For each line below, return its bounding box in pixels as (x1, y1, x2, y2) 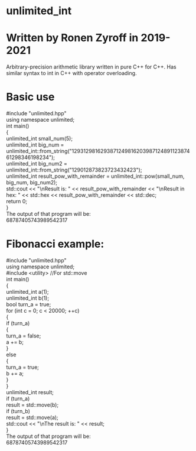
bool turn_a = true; (6, 301, 51, 308)
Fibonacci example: (6, 238, 104, 251)
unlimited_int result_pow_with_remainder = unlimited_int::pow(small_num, (6, 173, 185, 180)
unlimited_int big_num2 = (6, 160, 68, 167)
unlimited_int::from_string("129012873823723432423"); (6, 167, 142, 174)
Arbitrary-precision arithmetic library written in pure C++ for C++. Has (6, 63, 177, 70)
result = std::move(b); (6, 401, 59, 408)
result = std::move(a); (6, 414, 59, 421)
